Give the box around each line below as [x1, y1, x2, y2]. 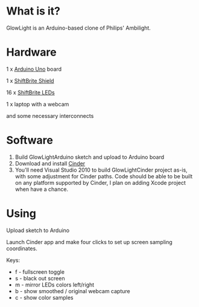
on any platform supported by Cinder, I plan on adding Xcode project [14, 179, 186, 186]
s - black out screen [14, 274, 65, 282]
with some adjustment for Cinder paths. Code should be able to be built [14, 172, 193, 179]
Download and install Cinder [14, 160, 86, 167]
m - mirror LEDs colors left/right [14, 281, 95, 288]
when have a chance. [14, 186, 68, 193]
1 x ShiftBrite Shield [6, 77, 54, 84]
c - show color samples [14, 294, 74, 301]
